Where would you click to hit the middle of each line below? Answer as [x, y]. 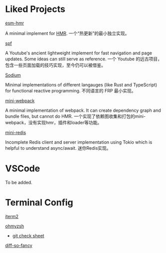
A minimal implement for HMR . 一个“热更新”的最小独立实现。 [67, 33]
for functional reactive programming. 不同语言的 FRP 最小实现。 [71, 90]
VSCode [23, 169]
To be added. [19, 182]
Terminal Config [39, 203]
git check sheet [28, 236]
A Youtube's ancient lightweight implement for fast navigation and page [79, 53]
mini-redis [16, 132]
